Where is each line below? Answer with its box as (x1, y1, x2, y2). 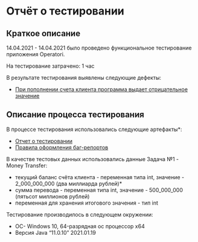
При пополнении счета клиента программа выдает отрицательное (14, 86, 188, 93)
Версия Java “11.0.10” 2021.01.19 (14, 229, 97, 236)
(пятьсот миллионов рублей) (14, 193, 90, 200)
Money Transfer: (6, 162, 48, 169)
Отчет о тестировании (14, 137, 73, 144)
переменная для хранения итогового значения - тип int (14, 199, 159, 206)
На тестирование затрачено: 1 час (6, 62, 95, 69)
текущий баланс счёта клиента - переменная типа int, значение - (14, 173, 185, 180)
